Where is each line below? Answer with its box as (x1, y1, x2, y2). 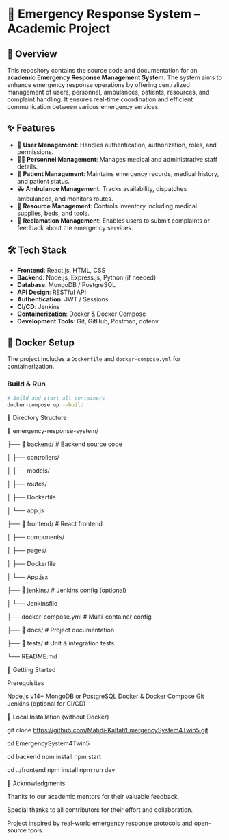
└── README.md (7, 652, 57, 660)
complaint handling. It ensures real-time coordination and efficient (7, 95, 193, 103)
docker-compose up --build (7, 401, 84, 408)
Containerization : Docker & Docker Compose (16, 310, 146, 318)
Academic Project (7, 21, 111, 36)
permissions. (16, 147, 53, 156)
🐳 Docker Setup (7, 337, 75, 349)
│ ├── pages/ (7, 546, 47, 554)
